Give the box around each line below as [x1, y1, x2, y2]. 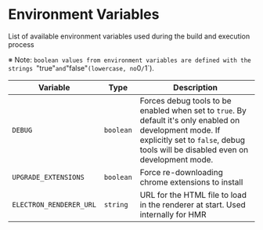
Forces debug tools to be [139, 95, 232, 106]
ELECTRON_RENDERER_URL [12, 200, 96, 209]
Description [173, 82, 218, 93]
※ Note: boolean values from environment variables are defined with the [8, 55, 252, 64]
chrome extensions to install [139, 177, 243, 188]
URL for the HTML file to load [139, 189, 247, 200]
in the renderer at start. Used [139, 199, 247, 210]
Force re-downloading [139, 166, 223, 177]
